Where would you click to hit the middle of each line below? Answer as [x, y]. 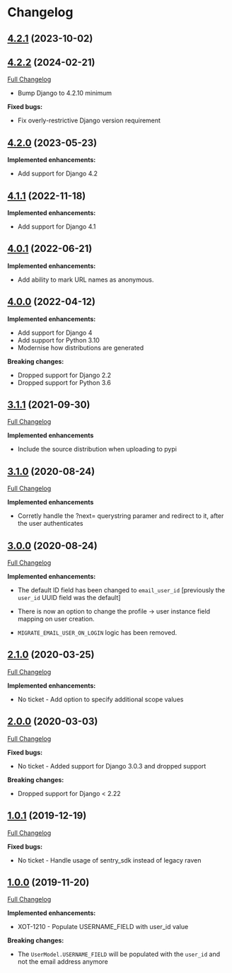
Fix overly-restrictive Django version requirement [89, 120]
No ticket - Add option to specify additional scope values [100, 699]
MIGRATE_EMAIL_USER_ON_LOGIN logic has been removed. [97, 633]
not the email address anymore [63, 962]
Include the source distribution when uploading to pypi [97, 449]
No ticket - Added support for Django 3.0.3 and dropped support [112, 766]
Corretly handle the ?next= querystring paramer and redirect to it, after [121, 516]
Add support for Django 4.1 [57, 226]
